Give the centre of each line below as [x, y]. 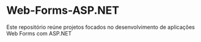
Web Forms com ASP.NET [39, 33]
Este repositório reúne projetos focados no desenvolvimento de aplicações [101, 27]
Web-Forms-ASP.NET [63, 10]
